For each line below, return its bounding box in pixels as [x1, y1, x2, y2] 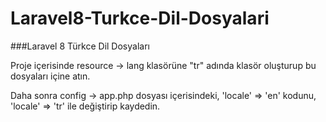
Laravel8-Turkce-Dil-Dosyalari [10, 7, 270, 30]
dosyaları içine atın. [10, 70, 91, 82]
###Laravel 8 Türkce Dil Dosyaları [10, 40, 150, 52]
